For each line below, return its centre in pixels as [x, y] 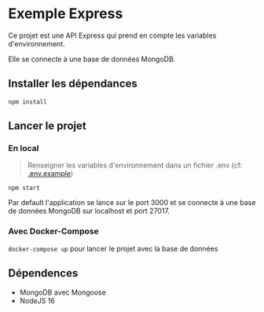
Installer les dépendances [73, 84]
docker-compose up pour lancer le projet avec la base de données [113, 248]
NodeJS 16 [37, 300]
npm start [24, 188]
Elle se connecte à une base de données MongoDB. [92, 59]
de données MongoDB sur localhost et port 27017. [89, 211]
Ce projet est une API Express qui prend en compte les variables [112, 35]
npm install [27, 102]
